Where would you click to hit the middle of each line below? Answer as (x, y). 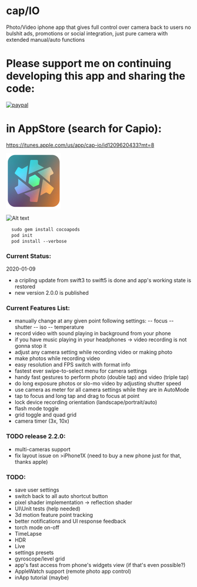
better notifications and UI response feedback (70, 521)
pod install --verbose (39, 241)
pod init (22, 235)
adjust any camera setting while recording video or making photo (93, 352)
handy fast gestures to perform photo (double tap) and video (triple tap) (102, 377)
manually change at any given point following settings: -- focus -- (94, 321)
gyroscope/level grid (40, 559)
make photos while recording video (57, 358)
